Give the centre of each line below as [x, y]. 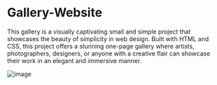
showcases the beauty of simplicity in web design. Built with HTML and [108, 38]
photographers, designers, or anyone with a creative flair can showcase [109, 53]
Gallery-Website [55, 13]
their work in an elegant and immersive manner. [75, 60]
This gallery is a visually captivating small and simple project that [99, 32]
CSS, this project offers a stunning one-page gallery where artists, [101, 46]
